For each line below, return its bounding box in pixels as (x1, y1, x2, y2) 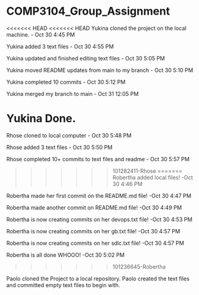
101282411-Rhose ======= (112, 167, 183, 175)
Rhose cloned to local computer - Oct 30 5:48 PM (6, 131, 132, 139)
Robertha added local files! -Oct (112, 173, 194, 181)
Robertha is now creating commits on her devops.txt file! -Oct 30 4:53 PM (6, 216, 193, 223)
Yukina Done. (6, 112, 76, 126)
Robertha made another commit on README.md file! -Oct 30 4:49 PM (6, 203, 182, 211)
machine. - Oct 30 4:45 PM (6, 31, 75, 38)
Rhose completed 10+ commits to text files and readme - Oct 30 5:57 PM (6, 155, 190, 162)
